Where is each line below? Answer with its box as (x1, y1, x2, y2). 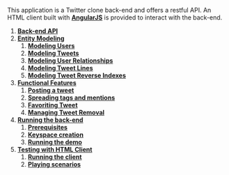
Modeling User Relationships (27, 56, 113, 65)
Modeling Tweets (27, 49, 79, 57)
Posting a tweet (27, 86, 74, 94)
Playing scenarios (27, 160, 81, 168)
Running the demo (27, 138, 82, 146)
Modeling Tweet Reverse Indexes (27, 71, 127, 79)
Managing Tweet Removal (27, 108, 105, 116)
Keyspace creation (27, 130, 84, 139)
